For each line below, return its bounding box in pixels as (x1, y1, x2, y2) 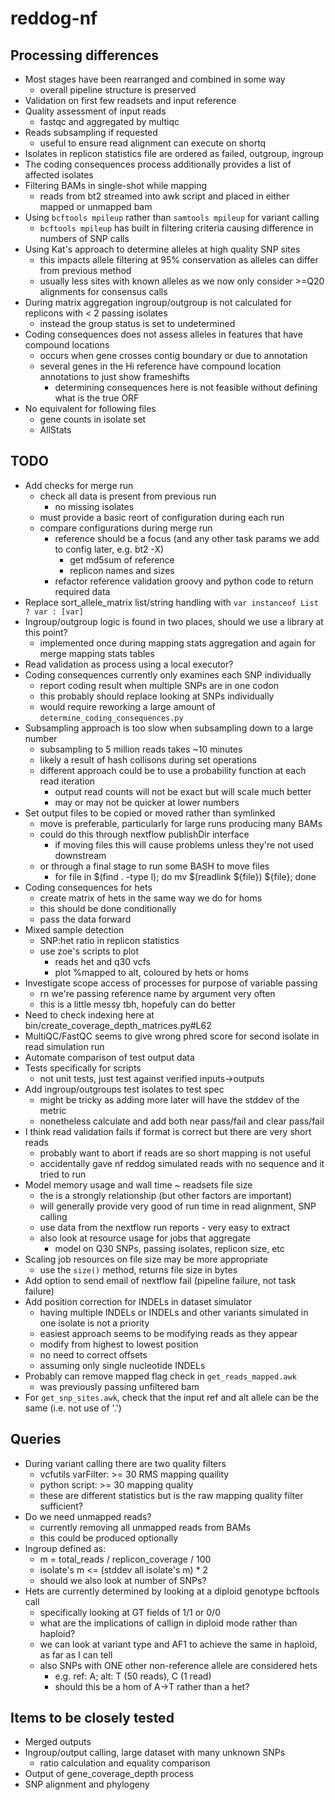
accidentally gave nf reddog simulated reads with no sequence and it (39, 1157, 325, 1169)
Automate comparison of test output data (24, 1051, 195, 1063)
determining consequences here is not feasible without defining (54, 382, 318, 393)
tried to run (39, 1168, 87, 1180)
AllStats (39, 424, 72, 436)
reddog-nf (10, 7, 98, 30)
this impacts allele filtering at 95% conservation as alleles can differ (39, 254, 319, 266)
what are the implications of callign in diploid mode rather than (39, 1617, 298, 1629)
